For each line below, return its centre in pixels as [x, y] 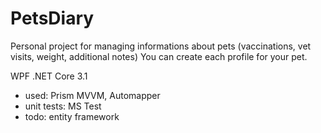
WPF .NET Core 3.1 [49, 76]
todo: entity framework [72, 116]
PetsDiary [52, 18]
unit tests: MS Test [63, 106]
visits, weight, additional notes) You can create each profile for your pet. [159, 56]
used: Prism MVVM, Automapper [92, 95]
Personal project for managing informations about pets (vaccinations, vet [161, 46]
